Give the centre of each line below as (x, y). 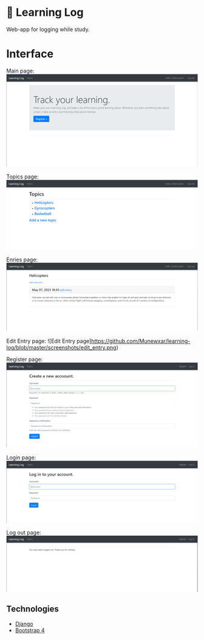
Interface (30, 54)
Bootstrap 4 (30, 630)
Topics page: (22, 177)
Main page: (20, 71)
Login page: (21, 458)
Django (24, 624)
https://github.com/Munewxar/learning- (141, 341)
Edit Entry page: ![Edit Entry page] (49, 341)
